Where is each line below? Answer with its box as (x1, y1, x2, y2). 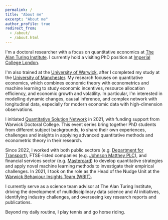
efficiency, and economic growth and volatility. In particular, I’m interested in (5, 90, 163, 96)
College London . (5, 59, 40, 65)
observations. (5, 106, 34, 112)
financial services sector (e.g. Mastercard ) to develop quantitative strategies (5, 157, 163, 163)
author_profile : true (5, 21, 51, 26)
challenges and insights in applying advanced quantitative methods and (5, 132, 153, 138)
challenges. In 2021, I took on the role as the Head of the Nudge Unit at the (5, 168, 159, 174)
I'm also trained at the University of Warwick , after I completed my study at (5, 69, 160, 75)
